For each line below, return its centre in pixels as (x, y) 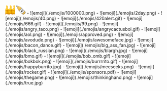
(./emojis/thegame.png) (30, 77)
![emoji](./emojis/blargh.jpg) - (100, 51)
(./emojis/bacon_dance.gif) (34, 45)
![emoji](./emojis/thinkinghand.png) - (97, 77)
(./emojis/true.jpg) (24, 83)
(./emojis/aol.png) (24, 34)
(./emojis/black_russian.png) (35, 51)
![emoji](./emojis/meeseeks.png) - (102, 67)
